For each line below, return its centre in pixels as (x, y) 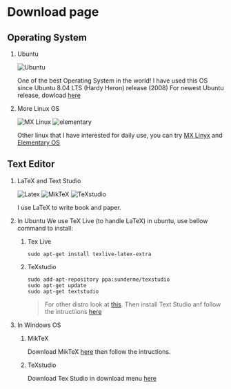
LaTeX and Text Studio (49, 180)
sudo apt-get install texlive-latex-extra (89, 254)
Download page (53, 12)
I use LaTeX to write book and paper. (69, 207)
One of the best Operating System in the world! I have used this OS (112, 81)
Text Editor (31, 164)
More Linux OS (38, 108)
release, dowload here (49, 95)
